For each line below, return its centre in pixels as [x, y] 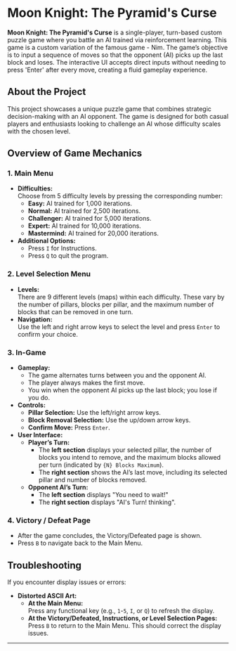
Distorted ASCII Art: [47, 596]
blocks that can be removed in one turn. [75, 311]
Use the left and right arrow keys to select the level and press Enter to [119, 327]
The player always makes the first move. [86, 383]
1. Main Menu [31, 174]
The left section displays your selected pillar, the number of [125, 450]
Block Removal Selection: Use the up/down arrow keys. [109, 420]
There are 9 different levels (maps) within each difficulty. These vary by [121, 297]
